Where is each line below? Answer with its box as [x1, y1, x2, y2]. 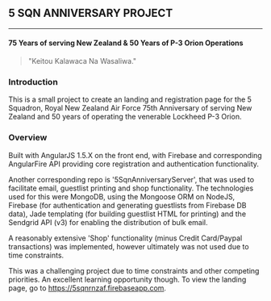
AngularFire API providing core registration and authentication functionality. [8, 159, 260, 169]
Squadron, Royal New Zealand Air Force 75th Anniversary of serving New [8, 103, 252, 113]
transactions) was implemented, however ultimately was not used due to [8, 241, 249, 251]
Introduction [8, 76, 58, 87]
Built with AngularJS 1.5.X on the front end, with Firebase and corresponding [8, 150, 262, 160]
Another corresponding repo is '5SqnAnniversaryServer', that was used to [8, 174, 255, 184]
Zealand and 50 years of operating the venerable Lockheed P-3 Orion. [8, 112, 242, 122]
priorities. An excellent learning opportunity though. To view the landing [8, 274, 247, 284]
